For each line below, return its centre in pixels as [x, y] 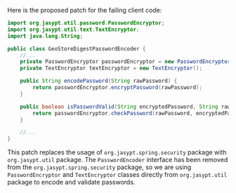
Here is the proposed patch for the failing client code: [85, 10]
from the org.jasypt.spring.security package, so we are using [99, 167]
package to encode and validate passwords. [71, 182]
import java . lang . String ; [45, 36]
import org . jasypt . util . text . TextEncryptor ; [73, 29]
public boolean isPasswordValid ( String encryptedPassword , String [119, 107]
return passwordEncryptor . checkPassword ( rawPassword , [113, 113]
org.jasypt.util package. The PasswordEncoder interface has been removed [118, 160]
